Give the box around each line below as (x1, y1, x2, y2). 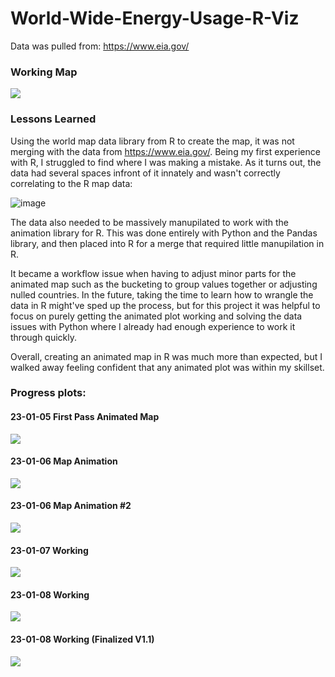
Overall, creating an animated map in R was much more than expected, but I (10, 350, 323, 362)
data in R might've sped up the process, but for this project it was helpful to (10, 299, 321, 311)
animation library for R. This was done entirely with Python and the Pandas (10, 227, 318, 239)
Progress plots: (10, 386, 87, 400)
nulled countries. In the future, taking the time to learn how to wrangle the (10, 288, 314, 301)
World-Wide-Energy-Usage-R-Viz (10, 7, 300, 30)
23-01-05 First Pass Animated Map (10, 411, 160, 423)
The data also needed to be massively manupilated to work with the (10, 216, 290, 228)
